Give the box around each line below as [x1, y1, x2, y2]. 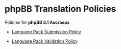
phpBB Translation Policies [4, 3, 116, 15]
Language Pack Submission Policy [11, 29, 81, 34]
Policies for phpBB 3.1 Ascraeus [4, 19, 70, 25]
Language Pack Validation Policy [11, 38, 78, 44]
